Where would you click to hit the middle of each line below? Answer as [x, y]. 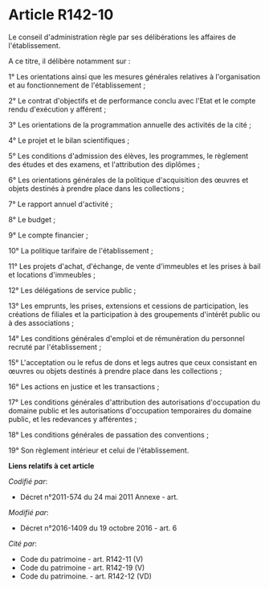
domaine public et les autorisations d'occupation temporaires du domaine [130, 410]
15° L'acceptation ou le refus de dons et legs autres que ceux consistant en [133, 362]
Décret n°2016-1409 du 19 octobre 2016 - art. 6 [98, 528]
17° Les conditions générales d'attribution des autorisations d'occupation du [134, 402]
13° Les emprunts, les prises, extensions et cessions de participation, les [128, 306]
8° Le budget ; [32, 219]
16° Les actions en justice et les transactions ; [84, 386]
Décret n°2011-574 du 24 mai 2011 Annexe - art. [99, 497]
